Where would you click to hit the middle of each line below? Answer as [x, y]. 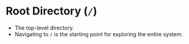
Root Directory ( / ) [51, 11]
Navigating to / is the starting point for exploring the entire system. [99, 34]
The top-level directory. [44, 28]
